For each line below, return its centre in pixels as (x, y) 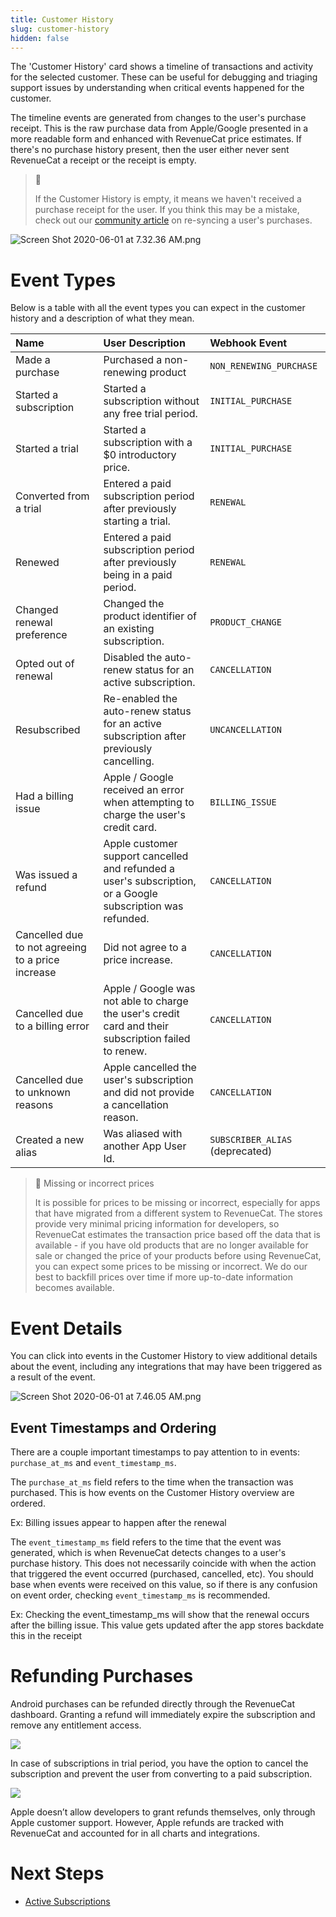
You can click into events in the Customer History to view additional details (164, 1356)
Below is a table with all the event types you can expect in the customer (158, 308)
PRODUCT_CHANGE (245, 622)
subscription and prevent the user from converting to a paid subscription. (161, 1774)
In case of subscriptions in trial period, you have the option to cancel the (159, 1763)
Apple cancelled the (150, 1068)
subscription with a (148, 443)
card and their (136, 1026)
